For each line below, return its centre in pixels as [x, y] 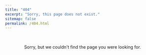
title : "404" [18, 10]
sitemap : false [21, 19]
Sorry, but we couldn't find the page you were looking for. [83, 47]
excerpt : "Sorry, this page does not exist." [52, 14]
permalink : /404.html [27, 23]
